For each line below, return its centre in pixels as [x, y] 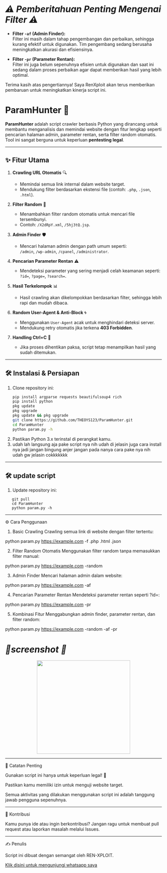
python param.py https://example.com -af [48, 585]
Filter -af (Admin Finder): [39, 33]
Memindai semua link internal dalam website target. [72, 184]
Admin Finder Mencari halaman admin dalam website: [67, 576]
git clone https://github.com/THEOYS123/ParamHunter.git [73, 420]
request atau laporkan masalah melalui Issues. [53, 829]
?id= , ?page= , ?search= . [43, 276]
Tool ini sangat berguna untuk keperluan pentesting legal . [65, 140]
